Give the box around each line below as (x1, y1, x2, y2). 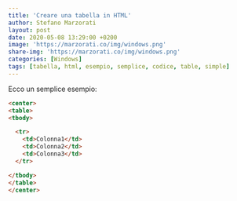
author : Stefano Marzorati (8, 19, 97, 27)
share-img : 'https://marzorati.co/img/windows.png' (8, 48, 180, 56)
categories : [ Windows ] (8, 56, 82, 64)
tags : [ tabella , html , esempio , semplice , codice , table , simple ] (8, 63, 230, 71)
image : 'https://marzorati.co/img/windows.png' (8, 41, 167, 49)
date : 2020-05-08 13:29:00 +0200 (8, 33, 118, 42)
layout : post (8, 26, 51, 34)
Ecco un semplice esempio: (8, 84, 97, 93)
